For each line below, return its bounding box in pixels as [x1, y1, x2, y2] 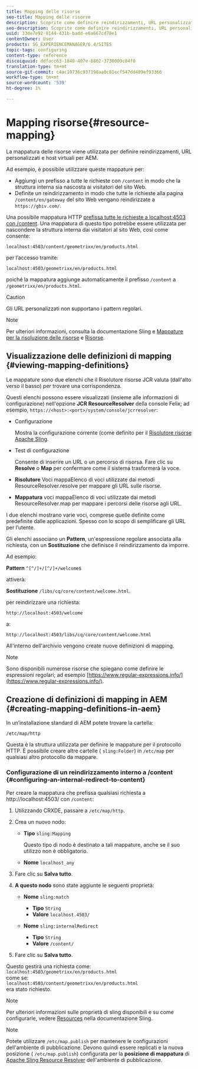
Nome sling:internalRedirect [23, 922, 98, 929]
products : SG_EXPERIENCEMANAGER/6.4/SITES [6, 42, 112, 48]
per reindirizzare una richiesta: [6, 598, 81, 606]
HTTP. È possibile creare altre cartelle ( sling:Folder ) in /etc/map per [6, 747, 174, 755]
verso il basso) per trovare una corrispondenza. [6, 382, 122, 389]
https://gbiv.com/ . [14, 202, 62, 209]
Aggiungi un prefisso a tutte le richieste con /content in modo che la [14, 177, 181, 184]
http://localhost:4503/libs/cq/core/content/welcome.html [6, 631, 151, 637]
